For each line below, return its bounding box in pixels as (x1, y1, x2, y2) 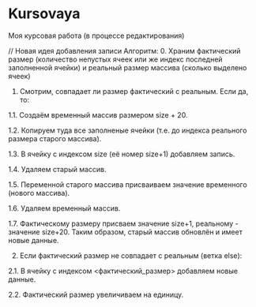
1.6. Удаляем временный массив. (8, 203, 121, 213)
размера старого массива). (8, 133, 102, 143)
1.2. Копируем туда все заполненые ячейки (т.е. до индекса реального (8, 125, 247, 135)
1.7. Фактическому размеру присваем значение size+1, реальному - (8, 219, 239, 228)
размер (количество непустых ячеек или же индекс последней (8, 54, 223, 64)
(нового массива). (8, 188, 70, 197)
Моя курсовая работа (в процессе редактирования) (8, 31, 185, 40)
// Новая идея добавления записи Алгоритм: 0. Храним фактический (8, 46, 241, 55)
